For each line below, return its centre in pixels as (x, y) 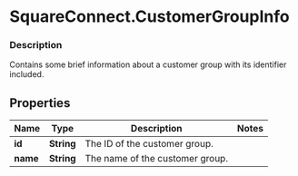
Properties (40, 103)
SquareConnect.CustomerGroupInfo (149, 17)
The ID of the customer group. (149, 144)
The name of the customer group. (157, 159)
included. (27, 74)
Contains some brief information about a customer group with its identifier (148, 64)
